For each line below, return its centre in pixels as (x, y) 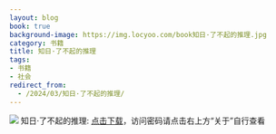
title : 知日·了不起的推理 (53, 52)
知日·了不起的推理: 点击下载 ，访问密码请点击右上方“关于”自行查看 (143, 120)
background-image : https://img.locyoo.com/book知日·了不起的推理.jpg (138, 34)
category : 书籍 (37, 43)
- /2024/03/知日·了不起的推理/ (71, 93)
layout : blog (34, 18)
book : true (30, 26)
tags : (20, 60)
